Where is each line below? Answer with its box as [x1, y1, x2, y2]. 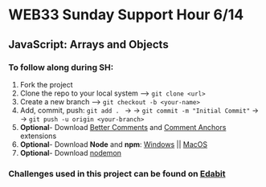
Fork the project [19, 79, 74, 89]
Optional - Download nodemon [19, 148, 122, 157]
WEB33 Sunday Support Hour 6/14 [8, 6, 244, 24]
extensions [19, 131, 57, 140]
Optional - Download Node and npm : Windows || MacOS [19, 139, 207, 149]
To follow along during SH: [8, 62, 114, 73]
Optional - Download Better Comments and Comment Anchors [19, 122, 227, 132]
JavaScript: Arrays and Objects [8, 38, 169, 51]
